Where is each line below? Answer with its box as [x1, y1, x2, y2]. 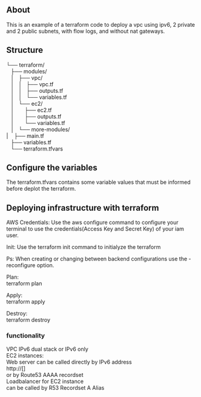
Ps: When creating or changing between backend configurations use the [6, 255, 188, 263]
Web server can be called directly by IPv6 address [6, 358, 132, 365]
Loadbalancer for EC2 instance [6, 378, 84, 385]
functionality [6, 331, 45, 340]
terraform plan [6, 280, 42, 287]
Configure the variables [6, 163, 98, 173]
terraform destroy [6, 316, 50, 324]
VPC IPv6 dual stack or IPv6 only [6, 345, 89, 353]
